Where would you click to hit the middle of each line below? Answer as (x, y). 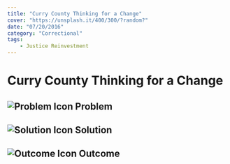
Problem (94, 106)
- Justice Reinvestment (55, 46)
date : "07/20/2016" (36, 27)
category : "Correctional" (45, 33)
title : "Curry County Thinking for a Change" (74, 14)
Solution (93, 130)
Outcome (99, 154)
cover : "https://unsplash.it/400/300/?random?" (78, 20)
